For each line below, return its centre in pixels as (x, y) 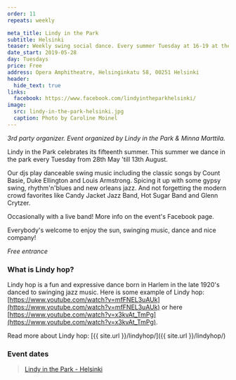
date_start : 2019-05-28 (42, 53)
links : (17, 92)
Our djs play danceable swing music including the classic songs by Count (114, 172)
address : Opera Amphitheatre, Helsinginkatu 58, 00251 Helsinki (103, 72)
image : (17, 105)
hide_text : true (37, 85)
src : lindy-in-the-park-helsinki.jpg (69, 112)
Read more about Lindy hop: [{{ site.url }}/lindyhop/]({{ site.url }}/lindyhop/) (117, 336)
